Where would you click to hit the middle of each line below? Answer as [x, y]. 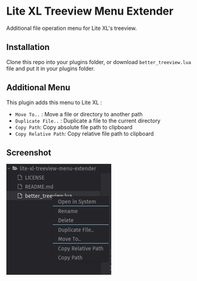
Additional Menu [38, 87]
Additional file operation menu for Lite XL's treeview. [72, 28]
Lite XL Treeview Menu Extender [90, 11]
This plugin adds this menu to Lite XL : [54, 102]
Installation [28, 47]
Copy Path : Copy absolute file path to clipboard [74, 127]
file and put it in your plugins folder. [51, 68]
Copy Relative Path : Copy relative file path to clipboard [84, 133]
